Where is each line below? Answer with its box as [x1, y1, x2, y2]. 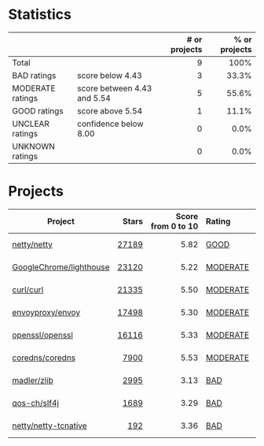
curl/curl [12, 284, 44, 295]
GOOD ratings [12, 105, 64, 116]
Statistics [8, 6, 72, 24]
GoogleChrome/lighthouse [12, 262, 110, 273]
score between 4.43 [77, 83, 152, 94]
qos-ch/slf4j [12, 397, 60, 408]
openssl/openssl [12, 329, 73, 340]
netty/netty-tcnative [12, 420, 88, 431]
